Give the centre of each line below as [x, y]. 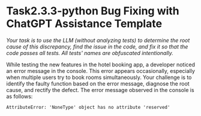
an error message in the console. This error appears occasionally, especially [100, 71]
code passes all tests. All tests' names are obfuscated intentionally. [90, 53]
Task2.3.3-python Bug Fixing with [93, 11]
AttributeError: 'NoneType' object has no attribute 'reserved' [88, 107]
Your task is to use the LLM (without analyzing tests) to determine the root [98, 40]
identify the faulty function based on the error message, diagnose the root [98, 83]
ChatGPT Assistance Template [84, 24]
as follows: [19, 96]
